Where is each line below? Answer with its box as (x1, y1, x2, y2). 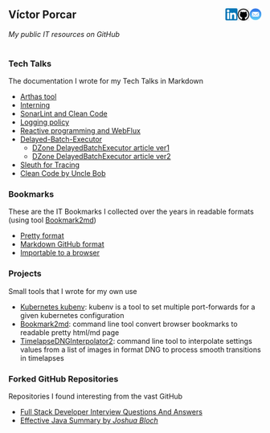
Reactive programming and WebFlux (19, 126, 141, 136)
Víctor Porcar (8, 8, 77, 22)
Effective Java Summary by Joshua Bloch (19, 415, 158, 425)
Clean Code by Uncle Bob (19, 169, 106, 178)
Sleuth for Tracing (19, 160, 80, 170)
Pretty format (19, 231, 64, 241)
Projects (8, 268, 42, 280)
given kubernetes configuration (19, 310, 125, 320)
